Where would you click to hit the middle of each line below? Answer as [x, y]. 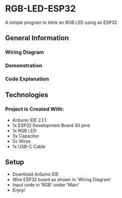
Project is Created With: [35, 109]
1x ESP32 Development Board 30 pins [51, 125]
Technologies [27, 95]
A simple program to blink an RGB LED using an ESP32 [61, 22]
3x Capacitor [26, 136]
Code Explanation [27, 79]
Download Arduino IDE [35, 174]
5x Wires [21, 141]
